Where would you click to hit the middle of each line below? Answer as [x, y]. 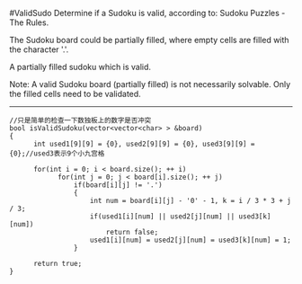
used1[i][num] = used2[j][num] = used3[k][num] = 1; [191, 240]
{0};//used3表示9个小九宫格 [57, 154]
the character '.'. [39, 49]
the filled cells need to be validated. [75, 94]
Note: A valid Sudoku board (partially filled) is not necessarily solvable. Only [150, 84]
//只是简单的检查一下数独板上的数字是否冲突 [80, 120]
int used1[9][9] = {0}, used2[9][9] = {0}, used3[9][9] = [144, 144]
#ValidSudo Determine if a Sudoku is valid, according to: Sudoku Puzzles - [147, 13]
